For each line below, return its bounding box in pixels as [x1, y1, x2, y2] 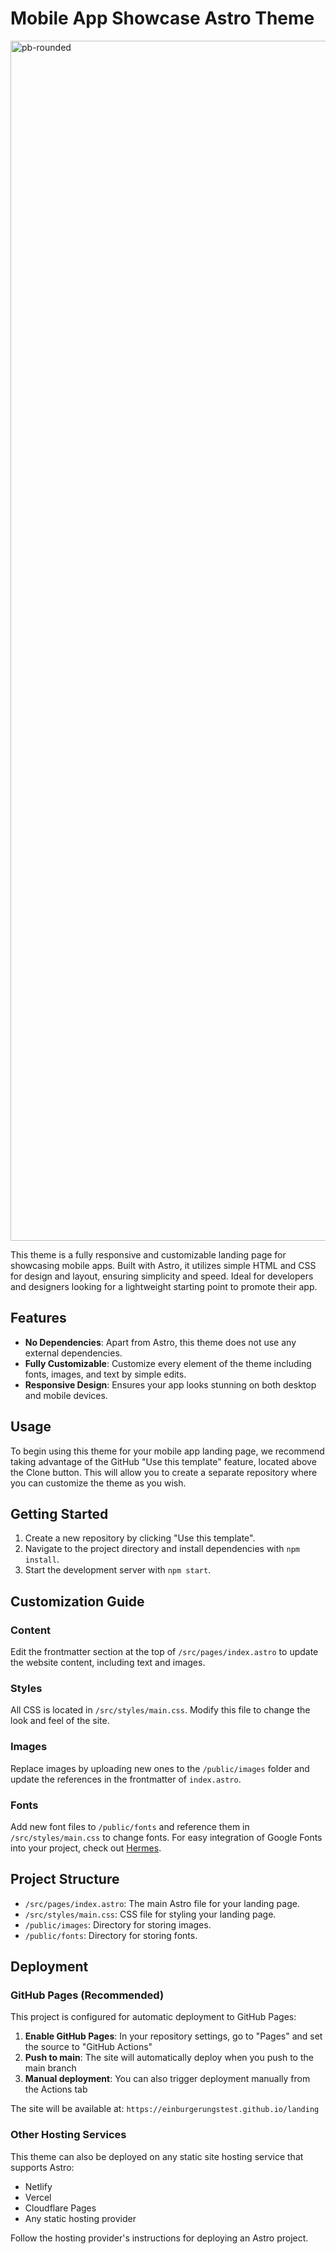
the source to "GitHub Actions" [24, 2041, 153, 2053]
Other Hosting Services [10, 2128, 127, 2142]
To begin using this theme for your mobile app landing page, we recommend [10, 1445, 325, 1457]
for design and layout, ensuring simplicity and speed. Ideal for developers [10, 1270, 314, 1282]
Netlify [24, 2180, 53, 2192]
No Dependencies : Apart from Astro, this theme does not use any [24, 1336, 297, 1348]
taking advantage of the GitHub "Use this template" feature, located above [10, 1455, 317, 1467]
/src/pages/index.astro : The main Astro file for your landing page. [24, 1897, 300, 1909]
